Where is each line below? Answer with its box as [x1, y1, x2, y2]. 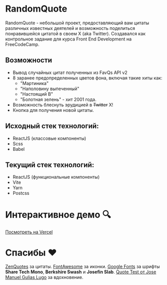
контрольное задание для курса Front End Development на [5, 36, 132, 42]
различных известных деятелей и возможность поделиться [5, 25, 135, 31]
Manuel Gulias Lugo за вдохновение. [5, 274, 83, 280]
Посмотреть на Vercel [5, 229, 53, 235]
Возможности [5, 56, 52, 65]
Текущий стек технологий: [5, 160, 95, 169]
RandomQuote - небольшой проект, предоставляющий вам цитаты [5, 20, 149, 26]
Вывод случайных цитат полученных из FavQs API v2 [12, 69, 128, 75]
